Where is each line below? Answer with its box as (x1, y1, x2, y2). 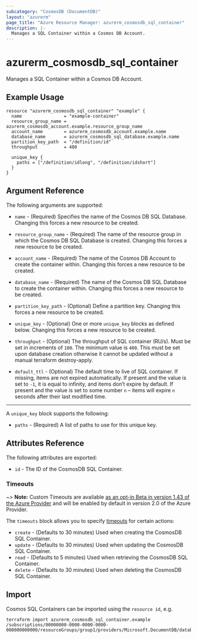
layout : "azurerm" (6, 14, 51, 20)
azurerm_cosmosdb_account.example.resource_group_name (6, 123, 143, 130)
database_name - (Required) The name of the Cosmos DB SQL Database (14, 278, 187, 286)
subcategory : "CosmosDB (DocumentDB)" (6, 8, 101, 15)
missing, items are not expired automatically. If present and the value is (14, 374, 186, 381)
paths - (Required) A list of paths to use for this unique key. (14, 421, 157, 428)
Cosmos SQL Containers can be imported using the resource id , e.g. (6, 605, 173, 612)
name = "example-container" (11, 113, 119, 119)
